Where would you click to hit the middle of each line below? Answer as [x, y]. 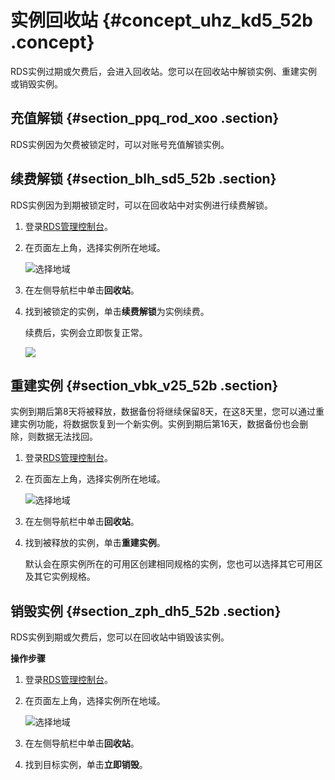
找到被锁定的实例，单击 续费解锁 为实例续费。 [117, 311]
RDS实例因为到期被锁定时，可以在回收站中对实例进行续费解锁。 [142, 205]
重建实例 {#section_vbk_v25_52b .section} [144, 385]
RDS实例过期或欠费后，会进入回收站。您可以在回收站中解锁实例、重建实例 [164, 71]
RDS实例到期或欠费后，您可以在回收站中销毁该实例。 [120, 637]
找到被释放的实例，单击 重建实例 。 [95, 543]
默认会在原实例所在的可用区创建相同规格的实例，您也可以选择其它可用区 [173, 564]
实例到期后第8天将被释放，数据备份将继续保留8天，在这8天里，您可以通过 [163, 412]
